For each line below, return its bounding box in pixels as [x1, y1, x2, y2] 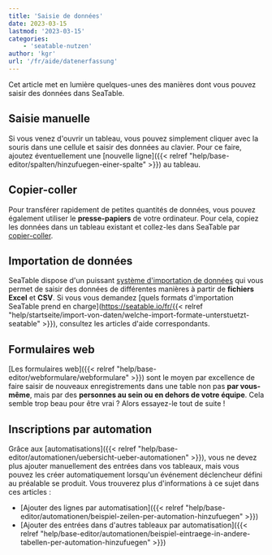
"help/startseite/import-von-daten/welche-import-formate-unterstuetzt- [8, 310, 250, 320]
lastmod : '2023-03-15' [8, 27, 85, 35]
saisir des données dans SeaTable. [8, 88, 125, 98]
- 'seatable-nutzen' [23, 42, 93, 50]
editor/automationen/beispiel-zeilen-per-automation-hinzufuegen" [19, 511, 244, 521]
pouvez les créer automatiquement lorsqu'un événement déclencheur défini [8, 470, 262, 479]
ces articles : [8, 487, 51, 496]
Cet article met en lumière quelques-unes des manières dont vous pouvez [8, 79, 257, 90]
